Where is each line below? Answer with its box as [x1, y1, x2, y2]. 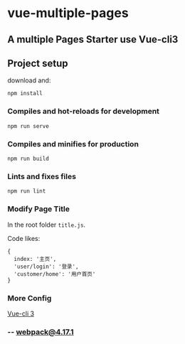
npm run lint [7, 188, 46, 195]
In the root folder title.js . [7, 220, 86, 229]
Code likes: [7, 234, 41, 242]
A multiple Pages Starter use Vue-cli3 [7, 33, 179, 45]
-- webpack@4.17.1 [7, 327, 74, 337]
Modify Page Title [7, 204, 70, 214]
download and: [7, 76, 51, 85]
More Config [7, 293, 52, 303]
